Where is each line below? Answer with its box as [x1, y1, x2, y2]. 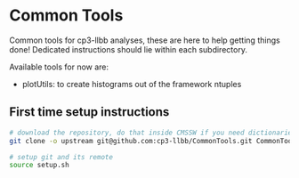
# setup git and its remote [9, 152, 114, 161]
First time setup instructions [9, 104, 170, 120]
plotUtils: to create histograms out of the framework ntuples [21, 78, 242, 89]
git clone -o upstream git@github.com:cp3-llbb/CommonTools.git [9, 136, 253, 145]
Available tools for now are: [9, 61, 109, 72]
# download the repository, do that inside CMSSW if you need [9, 128, 245, 137]
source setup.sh [9, 161, 69, 170]
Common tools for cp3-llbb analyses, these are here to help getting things [9, 35, 280, 45]
